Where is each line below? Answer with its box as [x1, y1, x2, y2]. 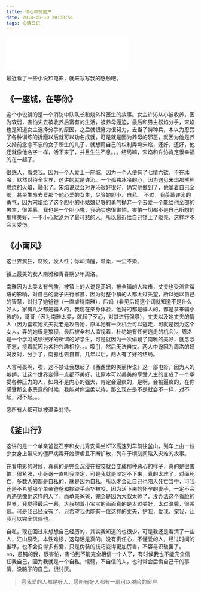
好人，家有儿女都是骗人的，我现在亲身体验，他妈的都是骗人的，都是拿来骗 [6, 305, 190, 313]
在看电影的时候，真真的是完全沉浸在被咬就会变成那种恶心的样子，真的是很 [6, 463, 190, 470]
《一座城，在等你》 [6, 94, 77, 104]
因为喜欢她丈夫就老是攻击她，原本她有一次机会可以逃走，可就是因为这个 [16, 320, 195, 328]
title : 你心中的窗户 [6, 8, 52, 15]
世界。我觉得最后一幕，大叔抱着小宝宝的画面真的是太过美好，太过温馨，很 [6, 500, 190, 507]
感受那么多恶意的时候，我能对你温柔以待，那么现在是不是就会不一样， [6, 386, 179, 393]
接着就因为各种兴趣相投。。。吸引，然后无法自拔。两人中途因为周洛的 [22, 343, 190, 350]
